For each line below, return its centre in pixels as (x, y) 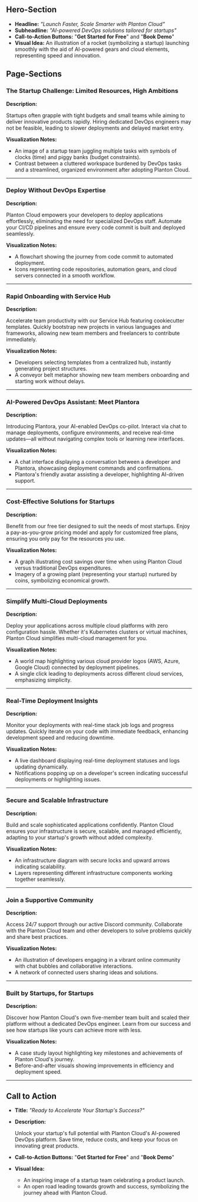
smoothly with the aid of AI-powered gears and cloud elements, (92, 49)
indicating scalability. (40, 867)
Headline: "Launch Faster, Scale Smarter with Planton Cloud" (90, 24)
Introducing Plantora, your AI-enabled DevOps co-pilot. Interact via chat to (97, 426)
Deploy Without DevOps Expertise (56, 190)
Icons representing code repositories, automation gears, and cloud (95, 269)
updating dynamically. (42, 767)
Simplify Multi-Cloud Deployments (57, 601)
